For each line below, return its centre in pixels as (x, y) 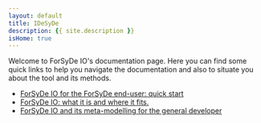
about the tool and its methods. (60, 78)
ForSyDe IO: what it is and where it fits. (84, 102)
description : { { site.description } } (71, 31)
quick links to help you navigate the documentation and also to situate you (131, 70)
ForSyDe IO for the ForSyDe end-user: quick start (102, 94)
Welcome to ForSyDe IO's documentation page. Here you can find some (128, 61)
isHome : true (30, 38)
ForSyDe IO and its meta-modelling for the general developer (121, 111)
